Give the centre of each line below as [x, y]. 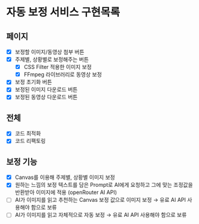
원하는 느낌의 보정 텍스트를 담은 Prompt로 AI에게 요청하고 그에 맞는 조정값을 [104, 185]
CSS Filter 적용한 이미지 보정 [58, 67]
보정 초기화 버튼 [33, 82]
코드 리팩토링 [30, 141]
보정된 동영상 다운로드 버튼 [46, 97]
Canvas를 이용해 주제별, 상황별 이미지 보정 [65, 177]
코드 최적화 [28, 133]
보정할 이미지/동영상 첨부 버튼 [50, 52]
